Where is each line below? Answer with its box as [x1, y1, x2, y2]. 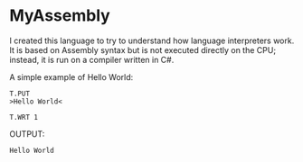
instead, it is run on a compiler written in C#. [9, 54, 175, 65]
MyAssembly [9, 5, 110, 26]
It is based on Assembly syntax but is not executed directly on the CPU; [9, 44, 277, 55]
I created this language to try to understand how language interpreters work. [9, 35, 295, 46]
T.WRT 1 [9, 112, 39, 121]
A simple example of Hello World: [9, 71, 134, 82]
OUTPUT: [9, 128, 45, 139]
